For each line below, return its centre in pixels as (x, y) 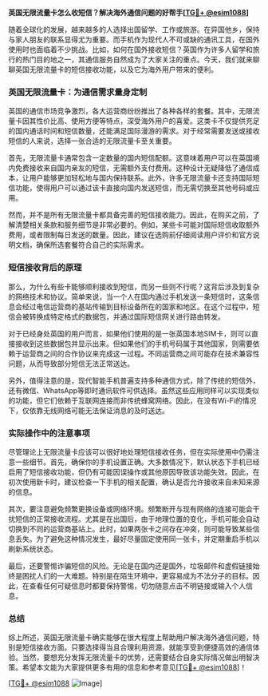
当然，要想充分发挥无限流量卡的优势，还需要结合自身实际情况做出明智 (137, 658)
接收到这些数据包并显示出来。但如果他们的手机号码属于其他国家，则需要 (134, 344)
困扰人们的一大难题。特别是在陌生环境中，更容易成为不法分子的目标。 (137, 575)
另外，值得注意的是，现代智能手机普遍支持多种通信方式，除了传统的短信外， (134, 380)
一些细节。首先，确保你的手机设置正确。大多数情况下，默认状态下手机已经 (137, 462)
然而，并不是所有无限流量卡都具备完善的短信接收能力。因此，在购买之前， (130, 215)
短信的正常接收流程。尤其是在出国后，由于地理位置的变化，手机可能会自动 (137, 519)
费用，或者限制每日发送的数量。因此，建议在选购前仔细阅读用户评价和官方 (130, 235)
